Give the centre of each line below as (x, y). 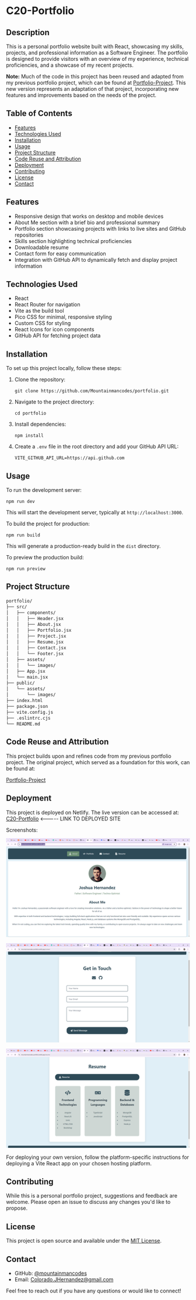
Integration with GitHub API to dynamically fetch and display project (96, 259)
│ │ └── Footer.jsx (35, 654)
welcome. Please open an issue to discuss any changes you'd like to (88, 1202)
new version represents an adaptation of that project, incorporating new (92, 89)
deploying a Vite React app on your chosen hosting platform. (79, 1163)
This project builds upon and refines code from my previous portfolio (89, 756)
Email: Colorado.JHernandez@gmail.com (64, 1280)
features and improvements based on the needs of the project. (81, 95)
